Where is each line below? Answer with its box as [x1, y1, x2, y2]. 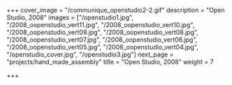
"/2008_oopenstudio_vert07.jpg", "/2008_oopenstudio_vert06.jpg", [6, 36, 198, 44]
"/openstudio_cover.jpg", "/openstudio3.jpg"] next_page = [6, 50, 174, 59]
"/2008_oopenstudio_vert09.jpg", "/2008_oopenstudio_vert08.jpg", [6, 28, 198, 36]
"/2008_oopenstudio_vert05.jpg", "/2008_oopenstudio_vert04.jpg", [6, 43, 198, 51]
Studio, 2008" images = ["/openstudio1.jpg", [6, 13, 134, 22]
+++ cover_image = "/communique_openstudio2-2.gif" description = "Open [6, 6, 225, 14]
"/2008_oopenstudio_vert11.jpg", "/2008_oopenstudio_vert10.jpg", [6, 21, 195, 29]
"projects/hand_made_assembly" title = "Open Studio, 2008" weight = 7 [6, 58, 214, 65]
